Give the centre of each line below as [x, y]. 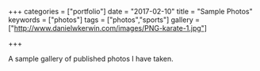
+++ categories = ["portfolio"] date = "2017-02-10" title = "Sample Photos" [131, 11]
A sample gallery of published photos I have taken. [91, 59]
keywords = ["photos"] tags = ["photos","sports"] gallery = [104, 20]
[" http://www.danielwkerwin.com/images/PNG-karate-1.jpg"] [108, 28]
